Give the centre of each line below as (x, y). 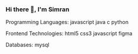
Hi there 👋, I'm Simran (37, 9)
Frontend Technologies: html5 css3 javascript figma (69, 33)
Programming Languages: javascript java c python (67, 22)
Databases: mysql (28, 45)
